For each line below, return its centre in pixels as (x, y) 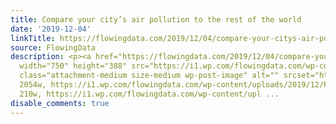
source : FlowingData (53, 47)
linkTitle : (33, 38)
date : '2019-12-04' (51, 29)
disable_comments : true (60, 103)
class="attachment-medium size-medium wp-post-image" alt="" (149, 76)
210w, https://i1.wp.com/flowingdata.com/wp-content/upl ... (149, 94)
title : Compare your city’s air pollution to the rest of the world (156, 19)
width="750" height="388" (73, 66)
